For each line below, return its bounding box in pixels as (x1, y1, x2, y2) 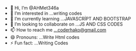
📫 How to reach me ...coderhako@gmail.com (10, 27, 106, 33)
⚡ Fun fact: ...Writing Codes (10, 40, 69, 46)
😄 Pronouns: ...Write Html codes (10, 34, 80, 40)
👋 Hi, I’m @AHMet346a (10, 5, 59, 11)
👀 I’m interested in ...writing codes (10, 10, 82, 16)
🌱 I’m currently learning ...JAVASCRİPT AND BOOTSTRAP (10, 16, 131, 21)
